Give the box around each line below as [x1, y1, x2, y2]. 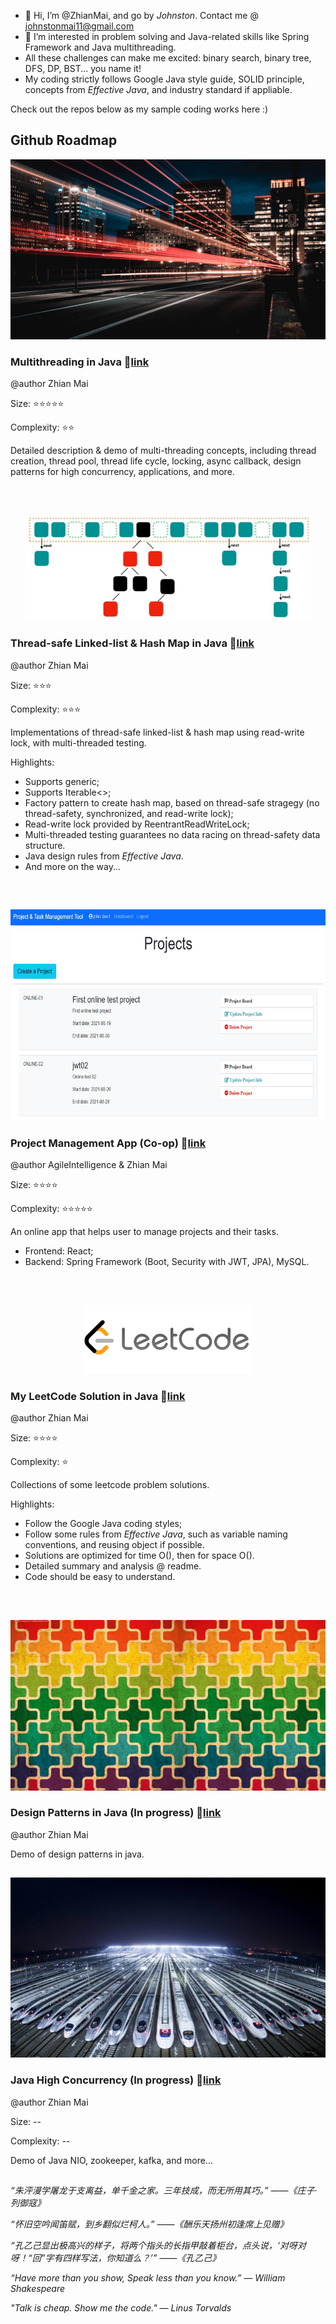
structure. [24, 839, 66, 851]
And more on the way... [24, 860, 122, 872]
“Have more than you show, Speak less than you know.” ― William [10, 2271, 286, 2284]
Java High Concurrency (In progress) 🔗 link [10, 2073, 222, 2087]
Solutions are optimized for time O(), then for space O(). [24, 1550, 255, 1562]
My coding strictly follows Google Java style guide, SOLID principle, [24, 73, 305, 85]
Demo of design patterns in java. [10, 1848, 145, 1860]
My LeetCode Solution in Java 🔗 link [10, 1389, 186, 1403]
